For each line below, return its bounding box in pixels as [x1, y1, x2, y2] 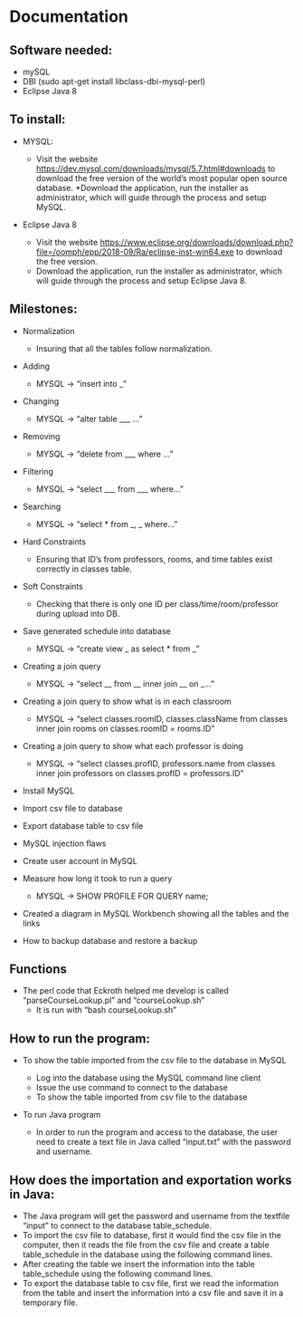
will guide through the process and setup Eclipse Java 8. [35, 274, 247, 286]
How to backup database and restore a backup [22, 935, 198, 946]
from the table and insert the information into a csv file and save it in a [22, 1288, 284, 1299]
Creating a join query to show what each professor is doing [22, 740, 244, 751]
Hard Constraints [22, 536, 87, 547]
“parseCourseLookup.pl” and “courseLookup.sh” [22, 995, 205, 1006]
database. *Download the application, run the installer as [35, 182, 249, 193]
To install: [9, 111, 66, 128]
